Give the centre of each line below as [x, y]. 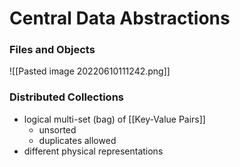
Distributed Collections [67, 97]
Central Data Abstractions [120, 18]
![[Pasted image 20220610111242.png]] [90, 71]
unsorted [57, 129]
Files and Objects [52, 50]
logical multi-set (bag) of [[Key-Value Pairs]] [114, 119]
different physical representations [93, 151]
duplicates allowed [77, 140]
